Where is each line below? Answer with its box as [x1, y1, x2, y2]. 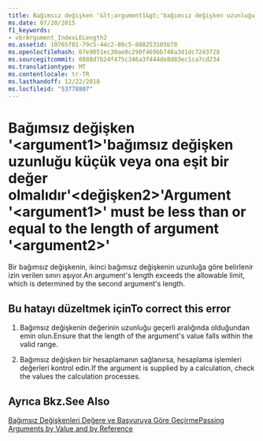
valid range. [19, 340, 58, 349]
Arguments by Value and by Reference [8, 424, 133, 433]
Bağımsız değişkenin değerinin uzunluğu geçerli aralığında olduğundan [19, 323, 250, 332]
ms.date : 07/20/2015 [8, 19, 76, 27]
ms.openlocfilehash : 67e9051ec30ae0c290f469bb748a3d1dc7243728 [8, 48, 220, 56]
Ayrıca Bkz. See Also [8, 394, 110, 408]
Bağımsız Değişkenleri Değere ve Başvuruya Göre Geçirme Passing [8, 415, 224, 424]
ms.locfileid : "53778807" [8, 84, 93, 93]
